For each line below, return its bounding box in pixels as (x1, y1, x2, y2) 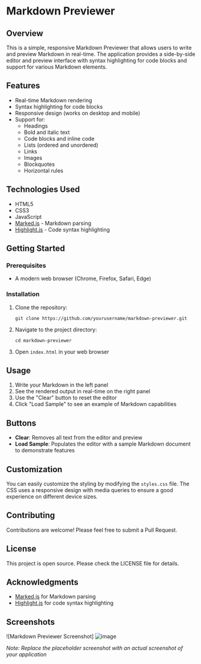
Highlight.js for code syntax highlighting (14, 600, 114, 607)
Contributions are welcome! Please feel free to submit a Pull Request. (6, 526, 178, 533)
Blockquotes (23, 161, 55, 168)
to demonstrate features (14, 447, 75, 454)
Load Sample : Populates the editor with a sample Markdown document (14, 440, 191, 447)
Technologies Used (6, 185, 80, 195)
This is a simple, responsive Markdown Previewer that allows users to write (6, 44, 192, 51)
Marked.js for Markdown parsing (14, 593, 96, 600)
